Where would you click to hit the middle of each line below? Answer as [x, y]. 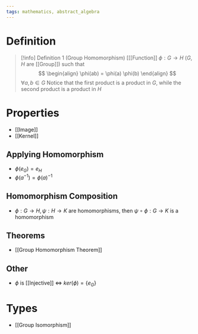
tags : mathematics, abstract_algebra [53, 12]
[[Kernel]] [26, 136]
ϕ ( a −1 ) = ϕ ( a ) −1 [34, 177]
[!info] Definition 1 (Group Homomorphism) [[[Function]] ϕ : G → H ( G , [106, 58]
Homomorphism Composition [62, 196]
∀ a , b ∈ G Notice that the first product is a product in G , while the [101, 82]
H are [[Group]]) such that [53, 64]
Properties [33, 113]
